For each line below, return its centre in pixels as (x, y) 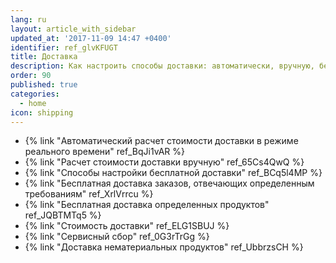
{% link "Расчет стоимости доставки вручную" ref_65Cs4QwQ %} (164, 162)
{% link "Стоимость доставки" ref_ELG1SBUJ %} (127, 226)
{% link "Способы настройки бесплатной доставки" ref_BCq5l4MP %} (173, 173)
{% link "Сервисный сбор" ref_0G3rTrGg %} (117, 237)
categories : (35, 94)
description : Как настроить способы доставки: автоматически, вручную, (162, 66)
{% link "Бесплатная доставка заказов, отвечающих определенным (169, 183)
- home (33, 103)
